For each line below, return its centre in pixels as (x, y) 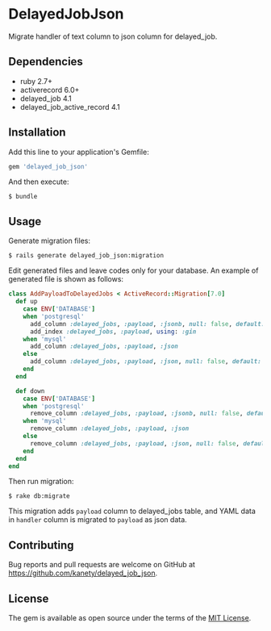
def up (27, 302)
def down (30, 391)
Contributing (41, 545)
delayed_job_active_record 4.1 (70, 107)
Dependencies (46, 62)
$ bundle (23, 197)
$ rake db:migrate (39, 496)
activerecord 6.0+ (50, 90)
